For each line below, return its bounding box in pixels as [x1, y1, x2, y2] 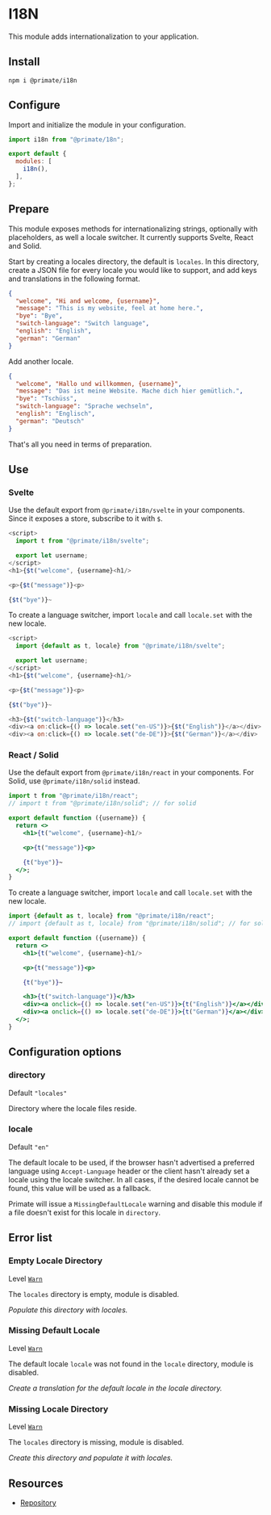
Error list [8, 1231, 52, 1244]
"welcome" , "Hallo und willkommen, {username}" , [15, 380, 182, 388]
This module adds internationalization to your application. [8, 31, 199, 41]
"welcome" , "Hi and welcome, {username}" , [15, 296, 161, 305]
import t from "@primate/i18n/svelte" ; [15, 537, 150, 545]
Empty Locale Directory [8, 1255, 103, 1266]
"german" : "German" [15, 334, 81, 342]
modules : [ [15, 157, 52, 166]
